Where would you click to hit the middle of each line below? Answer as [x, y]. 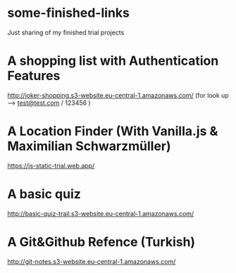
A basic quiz [44, 194]
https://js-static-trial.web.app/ [51, 165]
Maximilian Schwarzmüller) [89, 146]
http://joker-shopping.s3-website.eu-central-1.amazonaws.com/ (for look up [118, 95]
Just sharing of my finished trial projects [66, 32]
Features [34, 76]
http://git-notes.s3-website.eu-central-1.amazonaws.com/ [92, 261]
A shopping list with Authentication [113, 61]
